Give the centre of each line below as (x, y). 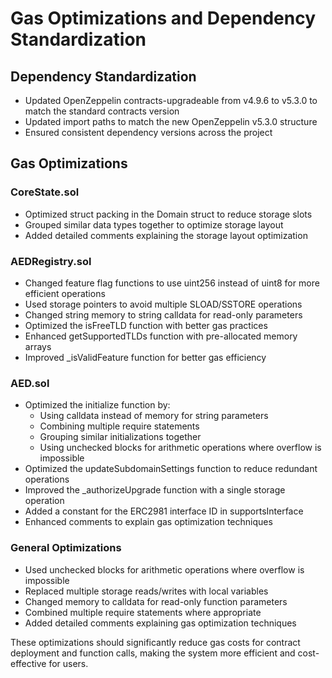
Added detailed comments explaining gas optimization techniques (160, 623)
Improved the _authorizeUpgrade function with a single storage (155, 490)
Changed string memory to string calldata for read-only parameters (163, 314)
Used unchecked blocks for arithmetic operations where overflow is (164, 569)
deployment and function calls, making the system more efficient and (153, 653)
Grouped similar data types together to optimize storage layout (154, 224)
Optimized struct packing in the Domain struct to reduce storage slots (168, 214)
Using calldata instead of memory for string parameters (154, 416)
